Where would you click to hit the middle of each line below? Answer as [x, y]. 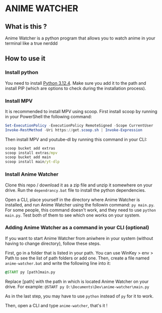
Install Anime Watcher [32, 174]
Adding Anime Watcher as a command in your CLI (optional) [77, 228]
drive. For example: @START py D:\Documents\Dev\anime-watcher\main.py [77, 286]
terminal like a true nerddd [31, 43]
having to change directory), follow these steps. [53, 243]
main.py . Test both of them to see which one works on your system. [73, 215]
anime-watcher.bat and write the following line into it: [58, 263]
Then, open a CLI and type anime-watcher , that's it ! [56, 305]
